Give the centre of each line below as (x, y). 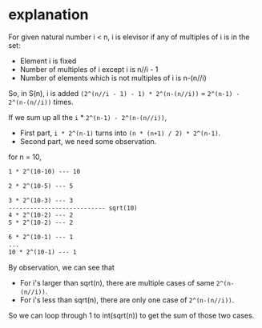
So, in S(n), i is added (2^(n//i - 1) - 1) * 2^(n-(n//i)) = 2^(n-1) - (124, 93)
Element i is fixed (48, 61)
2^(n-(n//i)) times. (41, 102)
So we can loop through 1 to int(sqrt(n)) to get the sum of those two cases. (131, 315)
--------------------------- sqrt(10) (73, 208)
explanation (48, 15)
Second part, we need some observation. (88, 141)
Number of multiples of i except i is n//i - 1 (89, 69)
